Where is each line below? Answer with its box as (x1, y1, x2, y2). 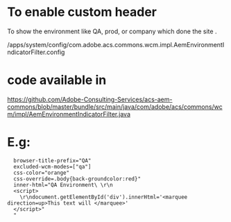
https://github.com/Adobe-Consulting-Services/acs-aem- (7, 95, 173, 103)
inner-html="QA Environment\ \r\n (13, 181, 113, 188)
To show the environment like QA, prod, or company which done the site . (7, 27, 217, 35)
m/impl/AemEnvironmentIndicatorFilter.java (7, 110, 130, 118)
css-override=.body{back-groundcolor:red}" (13, 175, 141, 182)
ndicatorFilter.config (7, 48, 65, 56)
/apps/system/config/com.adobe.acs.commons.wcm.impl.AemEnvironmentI (7, 40, 225, 49)
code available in (7, 72, 107, 88)
